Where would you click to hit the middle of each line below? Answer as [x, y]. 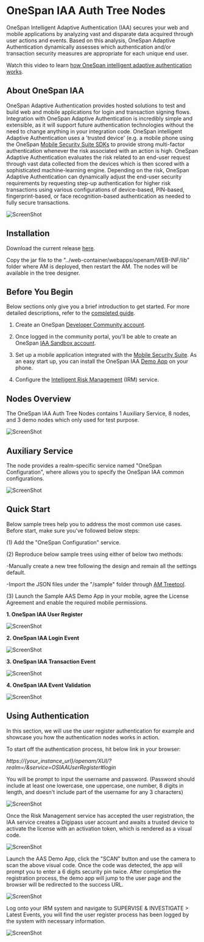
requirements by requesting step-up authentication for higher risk [89, 183]
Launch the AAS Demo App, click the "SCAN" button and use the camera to [101, 859]
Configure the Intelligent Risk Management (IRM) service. [87, 380]
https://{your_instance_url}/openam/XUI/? [59, 761]
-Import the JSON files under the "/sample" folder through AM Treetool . [96, 584]
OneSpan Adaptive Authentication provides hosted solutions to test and [96, 105]
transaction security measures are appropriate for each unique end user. [97, 53]
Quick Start [28, 509]
